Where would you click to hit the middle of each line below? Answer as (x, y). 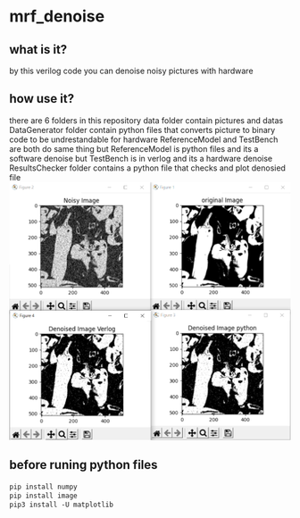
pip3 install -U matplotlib (62, 505)
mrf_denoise (57, 17)
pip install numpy (43, 487)
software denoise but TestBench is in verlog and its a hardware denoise (141, 158)
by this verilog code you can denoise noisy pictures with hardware (131, 71)
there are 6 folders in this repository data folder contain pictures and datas (146, 120)
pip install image (43, 496)
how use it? (42, 99)
